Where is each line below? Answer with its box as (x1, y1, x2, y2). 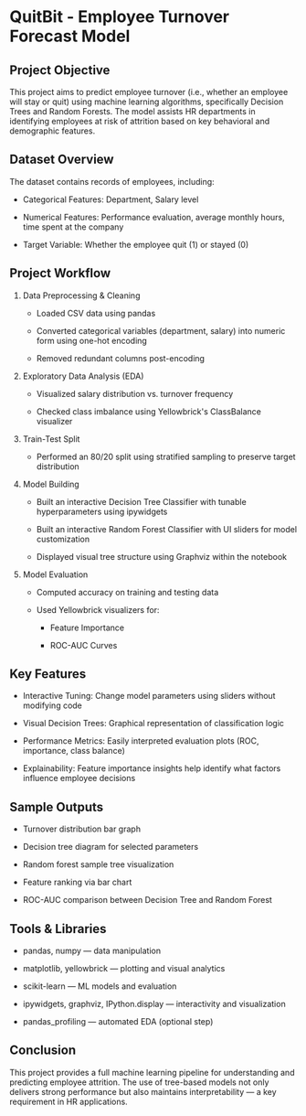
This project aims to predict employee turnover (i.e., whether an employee (9, 87, 289, 97)
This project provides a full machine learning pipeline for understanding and (9, 1067, 295, 1078)
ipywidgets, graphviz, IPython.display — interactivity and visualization (22, 999, 286, 1010)
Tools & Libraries (9, 921, 107, 937)
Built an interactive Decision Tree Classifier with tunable (36, 496, 247, 507)
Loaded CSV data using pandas (36, 307, 156, 318)
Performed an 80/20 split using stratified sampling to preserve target (36, 451, 296, 462)
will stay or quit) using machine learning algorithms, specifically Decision (9, 96, 284, 107)
